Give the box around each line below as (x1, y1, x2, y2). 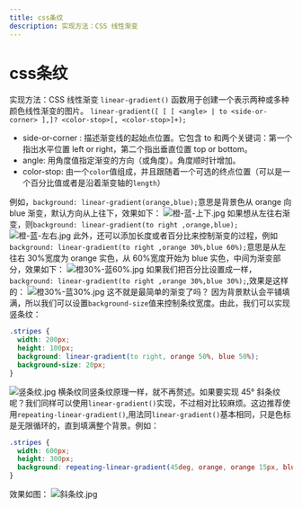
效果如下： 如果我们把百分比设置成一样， (24, 264, 257, 275)
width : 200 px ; (17, 335, 70, 344)
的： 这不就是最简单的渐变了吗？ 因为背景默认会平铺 (9, 287, 283, 298)
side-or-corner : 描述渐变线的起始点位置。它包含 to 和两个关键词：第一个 (22, 132, 293, 144)
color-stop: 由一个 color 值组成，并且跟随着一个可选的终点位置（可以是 (22, 166, 283, 177)
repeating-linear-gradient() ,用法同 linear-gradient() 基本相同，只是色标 (17, 408, 292, 419)
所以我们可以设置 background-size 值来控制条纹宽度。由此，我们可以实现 (24, 298, 290, 308)
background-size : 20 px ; (17, 361, 106, 370)
